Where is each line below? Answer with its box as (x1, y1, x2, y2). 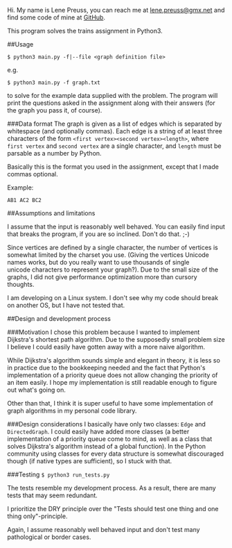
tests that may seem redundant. (7, 491, 98, 499)
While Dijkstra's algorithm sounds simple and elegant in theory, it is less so (7, 356, 220, 364)
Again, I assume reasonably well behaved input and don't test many (7, 526, 200, 533)
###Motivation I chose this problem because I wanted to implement (7, 328, 200, 336)
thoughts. (7, 281, 35, 288)
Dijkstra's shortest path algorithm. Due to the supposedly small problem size (7, 335, 225, 343)
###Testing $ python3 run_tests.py (7, 470, 110, 479)
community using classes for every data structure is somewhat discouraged (7, 449, 224, 458)
